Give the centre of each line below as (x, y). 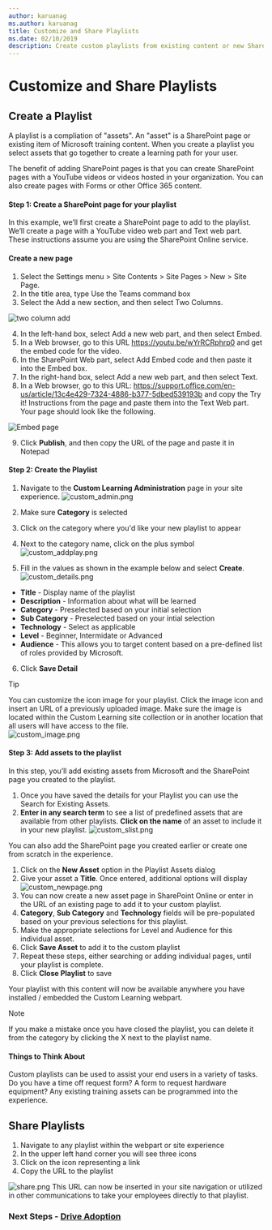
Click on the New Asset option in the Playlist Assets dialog (118, 870)
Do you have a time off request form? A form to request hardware (117, 1083)
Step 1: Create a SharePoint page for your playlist (92, 204)
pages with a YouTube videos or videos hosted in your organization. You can (136, 177)
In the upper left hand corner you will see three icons (108, 1154)
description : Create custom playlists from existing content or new (126, 46)
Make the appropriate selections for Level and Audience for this (126, 930)
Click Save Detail (49, 668)
